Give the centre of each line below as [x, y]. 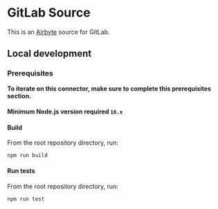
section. [19, 96]
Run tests [21, 171]
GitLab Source [49, 13]
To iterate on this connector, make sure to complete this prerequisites [109, 89]
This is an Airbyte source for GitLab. [58, 32]
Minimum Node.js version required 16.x [65, 111]
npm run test [26, 199]
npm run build [28, 156]
